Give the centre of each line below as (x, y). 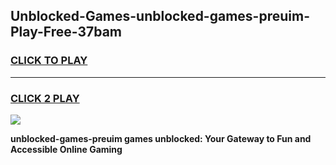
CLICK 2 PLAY (45, 98)
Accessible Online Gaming (66, 149)
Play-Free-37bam (66, 32)
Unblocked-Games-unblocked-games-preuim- (160, 16)
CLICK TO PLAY (49, 61)
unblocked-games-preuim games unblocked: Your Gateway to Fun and (161, 138)
